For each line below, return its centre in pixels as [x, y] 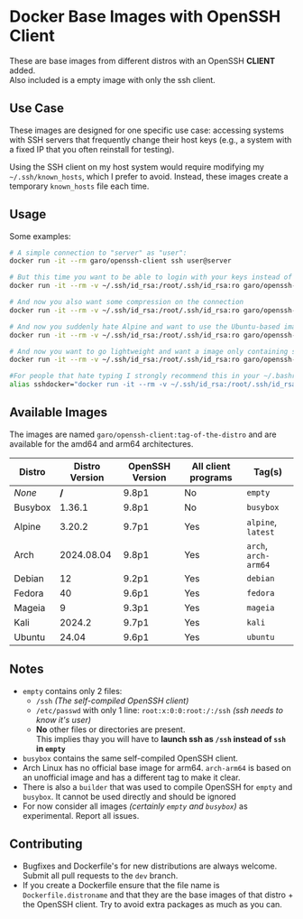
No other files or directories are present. [110, 729]
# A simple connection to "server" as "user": [98, 253]
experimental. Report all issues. [81, 815]
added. [23, 70]
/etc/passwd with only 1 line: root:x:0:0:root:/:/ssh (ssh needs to [160, 710]
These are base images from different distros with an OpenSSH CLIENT [142, 60]
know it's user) [64, 719]
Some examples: [40, 236]
